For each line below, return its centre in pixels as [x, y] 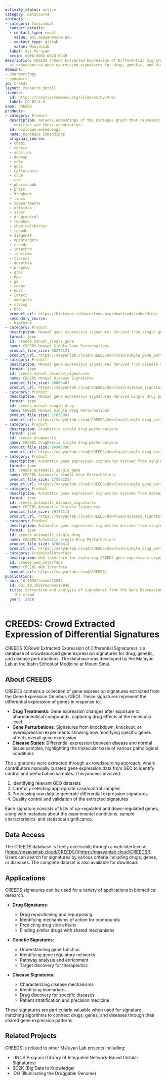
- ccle [16, 162]
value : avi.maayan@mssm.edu [43, 38]
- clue [16, 176]
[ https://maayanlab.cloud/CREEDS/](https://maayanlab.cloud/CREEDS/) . [79, 852]
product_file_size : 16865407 [40, 383]
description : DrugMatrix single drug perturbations [64, 429]
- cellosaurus [24, 171]
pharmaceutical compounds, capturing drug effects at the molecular [82, 717]
